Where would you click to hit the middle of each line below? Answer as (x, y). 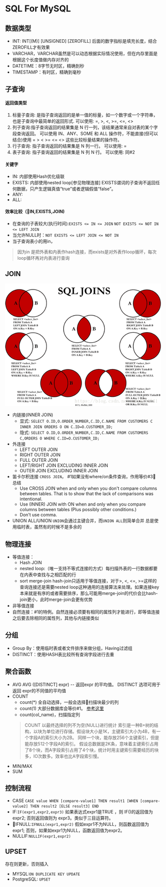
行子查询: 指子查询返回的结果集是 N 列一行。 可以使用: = (69, 146)
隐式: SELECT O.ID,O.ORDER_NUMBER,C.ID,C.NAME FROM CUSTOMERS (84, 433)
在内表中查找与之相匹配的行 (48, 575)
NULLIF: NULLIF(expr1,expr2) (41, 836)
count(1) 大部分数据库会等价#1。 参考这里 (62, 708)
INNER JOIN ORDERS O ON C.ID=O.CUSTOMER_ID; (66, 427)
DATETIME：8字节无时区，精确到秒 (48, 66)
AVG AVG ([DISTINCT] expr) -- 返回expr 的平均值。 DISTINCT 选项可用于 (86, 684)
